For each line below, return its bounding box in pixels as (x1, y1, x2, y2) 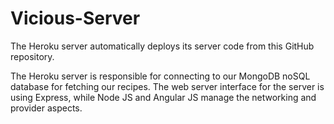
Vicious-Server (10, 7, 141, 30)
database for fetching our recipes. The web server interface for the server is (10, 80, 325, 92)
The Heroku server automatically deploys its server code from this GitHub (10, 40, 315, 52)
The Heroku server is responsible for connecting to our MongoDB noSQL (10, 70, 311, 82)
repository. (10, 50, 55, 62)
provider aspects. (10, 102, 83, 114)
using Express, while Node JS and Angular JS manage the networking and (10, 91, 317, 103)
